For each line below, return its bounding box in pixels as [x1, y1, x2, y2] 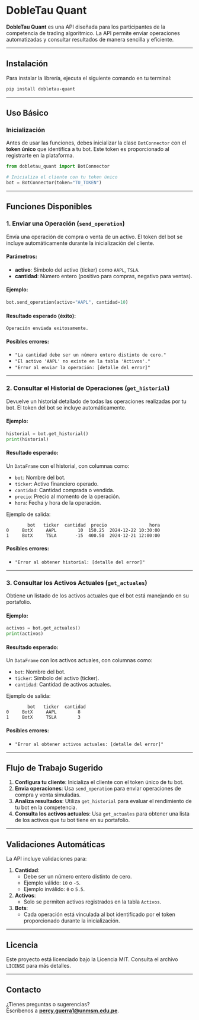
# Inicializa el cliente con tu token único [6, 174, 118, 180]
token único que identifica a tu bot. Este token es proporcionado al [6, 146, 170, 153]
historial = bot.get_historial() [6, 430, 89, 437]
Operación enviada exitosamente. [6, 325, 89, 332]
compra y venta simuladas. [14, 791, 81, 798]
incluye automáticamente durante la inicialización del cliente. [6, 239, 155, 247]
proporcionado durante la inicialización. [23, 917, 120, 924]
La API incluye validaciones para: [6, 855, 87, 862]
